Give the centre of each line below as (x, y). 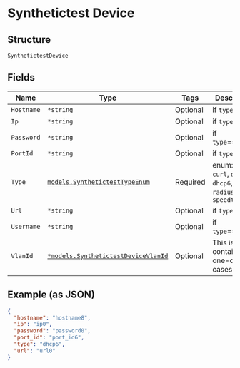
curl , (221, 174)
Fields (21, 77)
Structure (29, 40)
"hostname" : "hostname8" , (52, 318)
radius (223, 192)
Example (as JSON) (51, 295)
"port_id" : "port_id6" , (49, 338)
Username (26, 226)
